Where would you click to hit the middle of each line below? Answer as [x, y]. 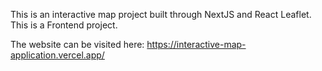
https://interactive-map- [196, 44]
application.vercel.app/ [57, 55]
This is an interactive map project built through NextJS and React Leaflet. [161, 14]
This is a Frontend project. [64, 25]
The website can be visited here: [77, 44]
